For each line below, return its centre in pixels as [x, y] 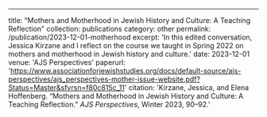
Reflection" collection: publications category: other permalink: [110, 29]
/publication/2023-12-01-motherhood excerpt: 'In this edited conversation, [130, 37]
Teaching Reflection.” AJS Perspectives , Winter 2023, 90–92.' [109, 104]
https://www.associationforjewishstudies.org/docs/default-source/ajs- [126, 71]
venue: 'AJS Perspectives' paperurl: [67, 62]
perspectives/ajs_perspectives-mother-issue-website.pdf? [104, 79]
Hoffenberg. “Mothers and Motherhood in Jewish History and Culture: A [126, 96]
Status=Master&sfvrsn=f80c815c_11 [67, 87]
